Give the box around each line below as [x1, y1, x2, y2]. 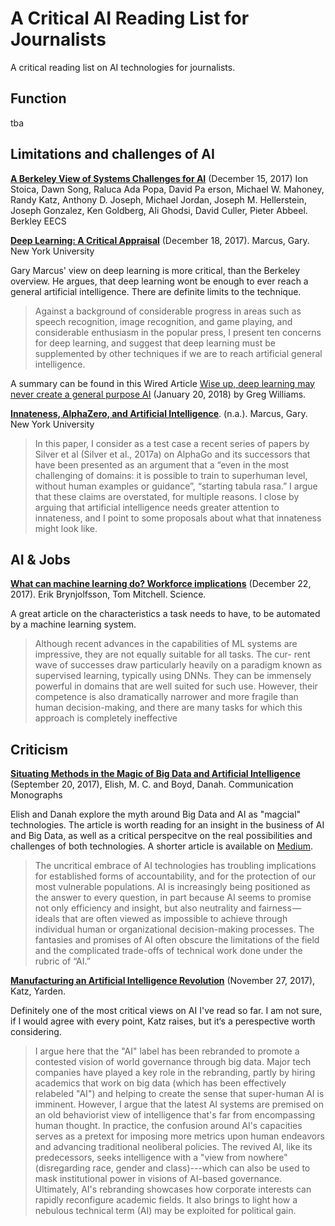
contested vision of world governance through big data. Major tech [34, 1056, 312, 1068]
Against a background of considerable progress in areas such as [34, 305, 302, 317]
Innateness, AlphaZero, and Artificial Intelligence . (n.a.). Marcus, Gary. [10, 407, 308, 419]
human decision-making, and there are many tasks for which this [34, 702, 303, 714]
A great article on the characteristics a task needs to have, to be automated [10, 608, 321, 620]
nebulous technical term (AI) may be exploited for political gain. [34, 1205, 297, 1217]
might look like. [34, 522, 98, 534]
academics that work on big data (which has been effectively [34, 1077, 287, 1089]
